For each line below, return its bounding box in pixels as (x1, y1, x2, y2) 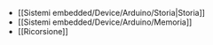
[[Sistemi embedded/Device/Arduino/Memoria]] (17, 17, 193, 27)
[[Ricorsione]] (17, 26, 68, 36)
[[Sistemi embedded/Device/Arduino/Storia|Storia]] (17, 8, 206, 18)
